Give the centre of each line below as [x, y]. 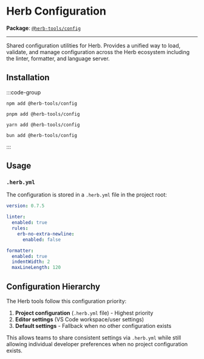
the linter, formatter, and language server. [58, 58]
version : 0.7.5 [25, 206]
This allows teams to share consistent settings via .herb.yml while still [93, 338]
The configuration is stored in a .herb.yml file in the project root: [87, 195]
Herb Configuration [56, 11]
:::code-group [24, 92]
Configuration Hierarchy [53, 286]
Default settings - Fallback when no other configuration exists [93, 326]
